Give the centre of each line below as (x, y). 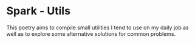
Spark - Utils (39, 11)
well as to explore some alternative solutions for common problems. (91, 33)
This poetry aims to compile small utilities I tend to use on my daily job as (98, 27)
